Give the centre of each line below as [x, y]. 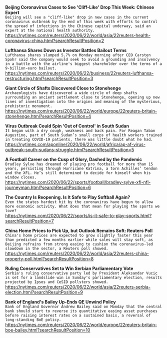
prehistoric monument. [29, 106]
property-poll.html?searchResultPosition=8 [49, 259]
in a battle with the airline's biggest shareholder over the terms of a [84, 64]
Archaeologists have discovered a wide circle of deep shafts [71, 93]
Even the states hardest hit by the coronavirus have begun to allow [79, 202]
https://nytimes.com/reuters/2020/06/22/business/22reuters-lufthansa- [79, 73]
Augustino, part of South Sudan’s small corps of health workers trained [84, 135]
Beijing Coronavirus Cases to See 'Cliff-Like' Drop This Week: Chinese [80, 7]
